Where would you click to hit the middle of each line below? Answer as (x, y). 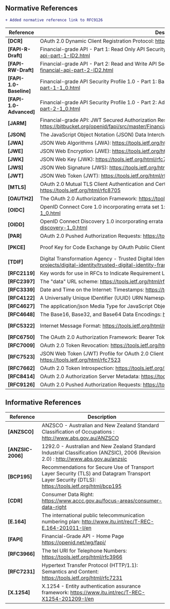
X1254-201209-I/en (68, 598)
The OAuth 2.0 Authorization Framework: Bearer (97, 337)
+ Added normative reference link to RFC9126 (54, 20)
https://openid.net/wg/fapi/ (74, 542)
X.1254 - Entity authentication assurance (91, 586)
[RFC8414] (22, 376)
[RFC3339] (22, 290)
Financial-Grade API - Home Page (83, 536)
